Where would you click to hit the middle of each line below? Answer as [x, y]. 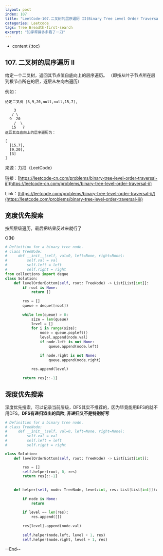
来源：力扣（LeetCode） [30, 167]
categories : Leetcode [27, 23]
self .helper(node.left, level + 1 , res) [64, 535]
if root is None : [40, 288]
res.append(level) [50, 369]
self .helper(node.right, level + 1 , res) [65, 539]
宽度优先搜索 [24, 215]
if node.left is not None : [67, 342]
